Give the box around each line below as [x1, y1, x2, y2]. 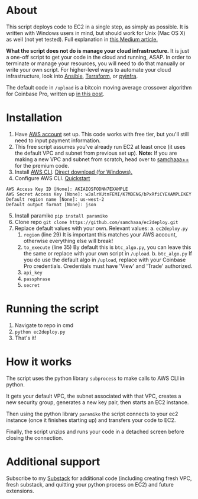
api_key [23, 270, 43, 276]
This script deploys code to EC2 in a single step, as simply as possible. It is [6, 23, 189, 30]
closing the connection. [6, 434, 64, 442]
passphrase [23, 276, 51, 282]
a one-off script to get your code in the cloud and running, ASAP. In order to [6, 53, 191, 60]
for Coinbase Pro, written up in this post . [6, 90, 105, 97]
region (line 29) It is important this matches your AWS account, [23, 231, 177, 238]
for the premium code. [14, 162, 70, 169]
